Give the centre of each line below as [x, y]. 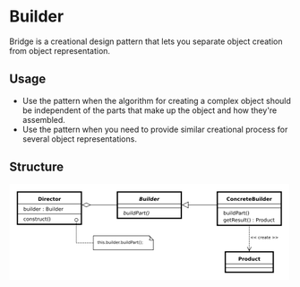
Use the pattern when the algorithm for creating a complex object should [156, 100]
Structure [37, 167]
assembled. [43, 119]
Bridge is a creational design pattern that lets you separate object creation [146, 41]
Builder [37, 17]
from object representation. [60, 50]
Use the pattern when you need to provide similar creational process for [155, 129]
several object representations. [79, 139]
